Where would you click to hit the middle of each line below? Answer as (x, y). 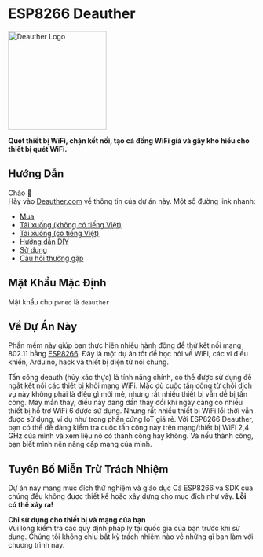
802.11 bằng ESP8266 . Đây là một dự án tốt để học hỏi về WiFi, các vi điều (128, 354)
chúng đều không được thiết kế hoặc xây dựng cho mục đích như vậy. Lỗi (127, 496)
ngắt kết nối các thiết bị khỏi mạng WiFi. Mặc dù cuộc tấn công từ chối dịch (130, 385)
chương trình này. (37, 545)
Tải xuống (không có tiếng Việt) (70, 224)
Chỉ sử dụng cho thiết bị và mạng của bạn (77, 520)
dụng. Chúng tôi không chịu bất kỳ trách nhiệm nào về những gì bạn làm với (131, 537)
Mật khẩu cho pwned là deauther (59, 302)
